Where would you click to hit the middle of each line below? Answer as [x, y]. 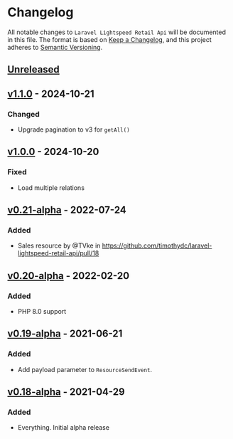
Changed [24, 114]
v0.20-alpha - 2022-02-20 [69, 276]
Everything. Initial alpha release [64, 428]
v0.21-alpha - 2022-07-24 [67, 210]
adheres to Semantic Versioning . [55, 47]
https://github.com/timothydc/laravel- [157, 245]
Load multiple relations [51, 187]
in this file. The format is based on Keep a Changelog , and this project [109, 39]
